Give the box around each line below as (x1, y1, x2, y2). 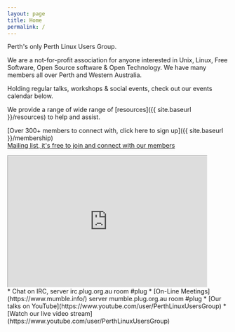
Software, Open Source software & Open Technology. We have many (7, 64, 207, 72)
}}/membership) (7, 134, 54, 142)
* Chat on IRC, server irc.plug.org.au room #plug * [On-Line (7, 287, 180, 296)
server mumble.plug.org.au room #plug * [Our (88, 295, 222, 303)
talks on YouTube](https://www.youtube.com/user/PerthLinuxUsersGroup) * (7, 302, 227, 310)
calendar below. (7, 92, 54, 100)
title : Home (7, 17, 42, 24)
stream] (69, 310, 93, 318)
